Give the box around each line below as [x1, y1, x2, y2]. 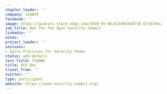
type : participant [5, 77, 43, 82]
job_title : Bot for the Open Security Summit [5, 26, 101, 31]
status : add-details [5, 53, 48, 59]
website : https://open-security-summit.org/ [5, 81, 99, 86]
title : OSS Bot [5, 63, 37, 68]
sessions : [5, 44, 26, 49]
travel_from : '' [5, 68, 39, 73]
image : [5, 21, 19, 26]
